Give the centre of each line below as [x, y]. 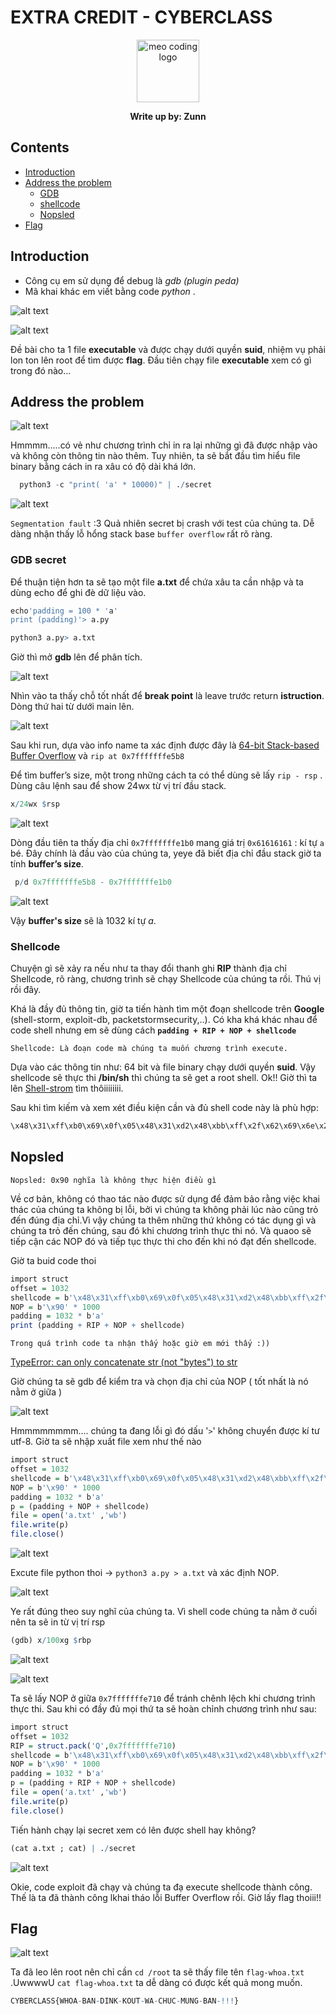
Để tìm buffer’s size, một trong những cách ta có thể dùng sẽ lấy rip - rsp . [166, 775]
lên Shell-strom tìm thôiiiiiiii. [67, 1088]
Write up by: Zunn [168, 116]
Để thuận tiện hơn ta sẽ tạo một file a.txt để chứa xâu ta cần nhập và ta [157, 582]
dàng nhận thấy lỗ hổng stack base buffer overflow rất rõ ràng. [141, 534]
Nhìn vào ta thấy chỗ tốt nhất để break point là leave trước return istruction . [167, 696]
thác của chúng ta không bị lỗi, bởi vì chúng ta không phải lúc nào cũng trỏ [164, 1209]
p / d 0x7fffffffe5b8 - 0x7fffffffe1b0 [93, 882]
